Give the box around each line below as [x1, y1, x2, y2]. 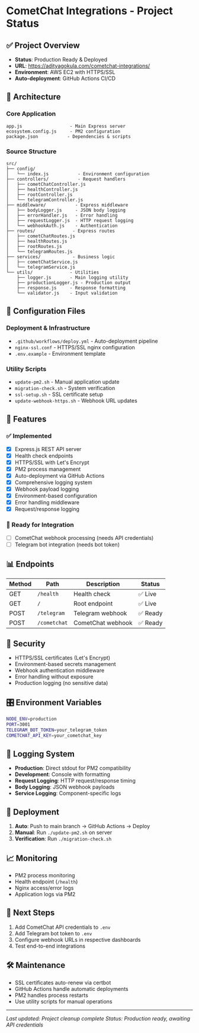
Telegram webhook [73, 609, 127, 617]
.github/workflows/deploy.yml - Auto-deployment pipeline [14, 337, 158, 345]
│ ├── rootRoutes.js [6, 243, 62, 249]
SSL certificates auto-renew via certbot [14, 979, 111, 986]
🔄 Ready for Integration [6, 521, 74, 529]
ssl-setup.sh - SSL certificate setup [14, 391, 104, 398]
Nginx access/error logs [14, 884, 74, 892]
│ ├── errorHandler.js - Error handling [6, 212, 118, 218]
